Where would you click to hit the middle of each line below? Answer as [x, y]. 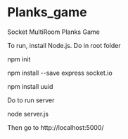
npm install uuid [30, 86]
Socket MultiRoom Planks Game [53, 32]
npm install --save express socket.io [60, 73]
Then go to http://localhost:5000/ [56, 127]
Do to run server [31, 100]
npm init [19, 59]
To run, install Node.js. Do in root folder [64, 45]
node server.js [28, 114]
